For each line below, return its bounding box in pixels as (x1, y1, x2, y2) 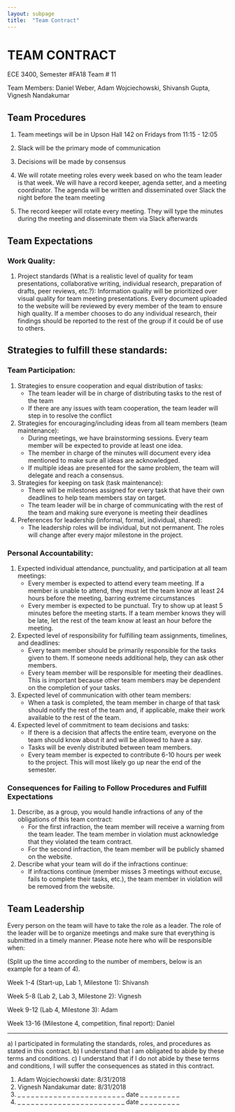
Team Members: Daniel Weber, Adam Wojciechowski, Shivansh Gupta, (7, 84, 211, 92)
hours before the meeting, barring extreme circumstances (27, 594, 195, 602)
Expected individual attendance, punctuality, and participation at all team (17, 564, 227, 572)
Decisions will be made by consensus (17, 157, 126, 166)
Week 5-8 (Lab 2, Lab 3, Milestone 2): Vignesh (7, 992, 142, 1000)
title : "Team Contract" (7, 17, 80, 24)
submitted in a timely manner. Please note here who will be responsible (7, 936, 212, 945)
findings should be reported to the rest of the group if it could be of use (17, 317, 224, 325)
